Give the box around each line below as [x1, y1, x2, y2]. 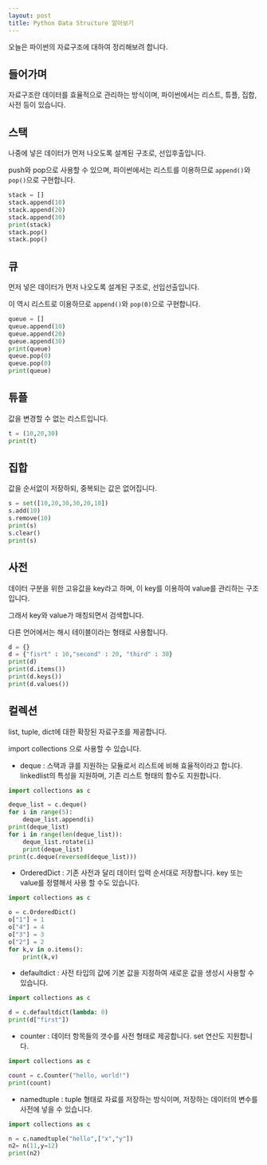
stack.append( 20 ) [8, 206, 66, 214]
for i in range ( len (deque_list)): [8, 830, 124, 838]
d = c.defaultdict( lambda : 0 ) [8, 1009, 109, 1017]
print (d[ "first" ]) [8, 1016, 69, 1024]
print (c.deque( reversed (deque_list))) [8, 853, 137, 861]
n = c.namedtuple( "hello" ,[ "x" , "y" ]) [8, 1135, 134, 1143]
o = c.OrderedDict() [8, 908, 77, 916]
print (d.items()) [8, 665, 66, 673]
